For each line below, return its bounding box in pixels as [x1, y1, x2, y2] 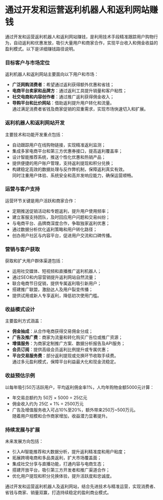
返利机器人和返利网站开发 [5, 120, 65, 126]
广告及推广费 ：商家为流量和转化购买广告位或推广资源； [12, 335, 123, 340]
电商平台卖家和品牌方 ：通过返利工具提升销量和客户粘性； [12, 88, 127, 94]
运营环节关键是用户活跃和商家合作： [5, 198, 78, 203]
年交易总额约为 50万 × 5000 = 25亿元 [12, 395, 87, 400]
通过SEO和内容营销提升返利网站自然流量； [12, 274, 98, 280]
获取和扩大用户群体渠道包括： [5, 258, 65, 264]
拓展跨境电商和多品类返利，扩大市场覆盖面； [12, 455, 102, 461]
